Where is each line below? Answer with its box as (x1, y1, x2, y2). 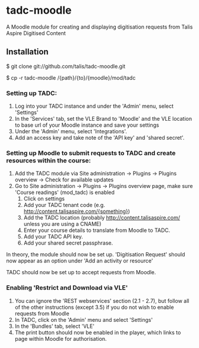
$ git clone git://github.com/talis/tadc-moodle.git (6, 62, 126, 70)
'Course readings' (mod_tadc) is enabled (14, 189, 115, 196)
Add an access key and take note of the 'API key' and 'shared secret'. (14, 134, 185, 142)
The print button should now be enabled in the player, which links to (14, 328, 181, 336)
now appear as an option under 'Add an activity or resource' (6, 257, 153, 265)
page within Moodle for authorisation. (14, 335, 107, 342)
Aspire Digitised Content (6, 29, 67, 36)
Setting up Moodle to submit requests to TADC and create (6, 149, 176, 157)
